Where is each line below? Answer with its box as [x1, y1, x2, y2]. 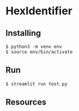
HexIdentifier [5, 4, 72, 18]
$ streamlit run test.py [5, 81, 68, 87]
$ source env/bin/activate [5, 49, 73, 55]
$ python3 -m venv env [5, 44, 62, 50]
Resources [5, 97, 47, 107]
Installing [5, 28, 41, 38]
